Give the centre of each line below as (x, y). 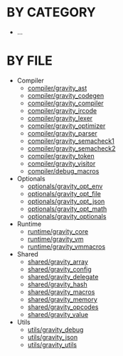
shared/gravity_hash (57, 284)
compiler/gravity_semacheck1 (71, 141)
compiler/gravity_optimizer (66, 126)
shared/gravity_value (58, 314)
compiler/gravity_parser (62, 133)
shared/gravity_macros (61, 291)
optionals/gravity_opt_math (67, 209)
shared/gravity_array (58, 261)
